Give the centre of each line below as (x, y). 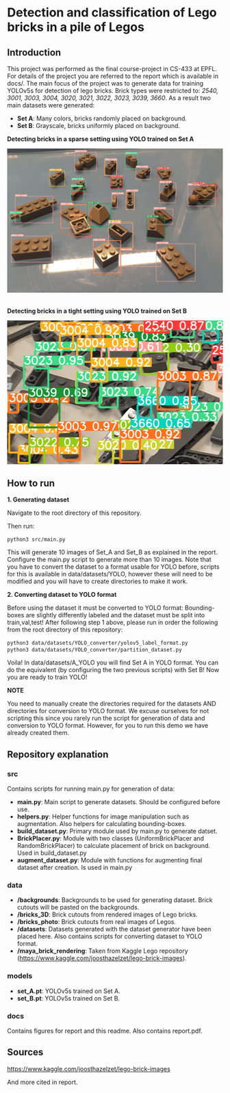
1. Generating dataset (38, 500)
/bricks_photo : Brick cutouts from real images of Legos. (97, 922)
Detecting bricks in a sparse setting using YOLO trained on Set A (101, 139)
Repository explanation (58, 754)
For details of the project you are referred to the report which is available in (113, 76)
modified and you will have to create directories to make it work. (98, 581)
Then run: (21, 526)
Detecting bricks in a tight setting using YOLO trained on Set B (97, 311)
